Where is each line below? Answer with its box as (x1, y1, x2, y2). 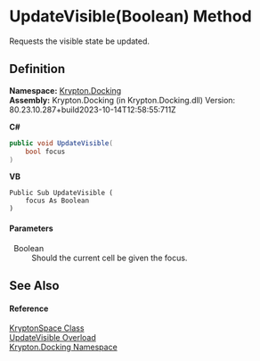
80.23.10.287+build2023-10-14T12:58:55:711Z (9, 104, 176, 115)
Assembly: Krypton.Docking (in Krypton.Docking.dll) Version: (9, 94, 236, 105)
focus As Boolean (25, 196, 90, 206)
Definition (9, 62, 65, 77)
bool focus (25, 147, 66, 156)
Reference (9, 303, 49, 314)
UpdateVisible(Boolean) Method (9, 6, 252, 27)
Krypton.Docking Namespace (9, 341, 118, 353)
